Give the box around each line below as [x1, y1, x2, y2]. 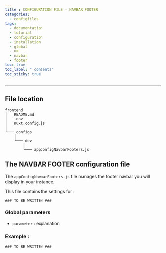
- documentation [9, 26, 43, 31]
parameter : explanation [12, 220, 60, 226]
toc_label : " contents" [5, 67, 54, 72]
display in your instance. [5, 179, 55, 185]
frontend [5, 107, 23, 113]
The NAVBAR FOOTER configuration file [5, 160, 130, 169]
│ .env [5, 116, 23, 121]
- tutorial [9, 30, 32, 35]
